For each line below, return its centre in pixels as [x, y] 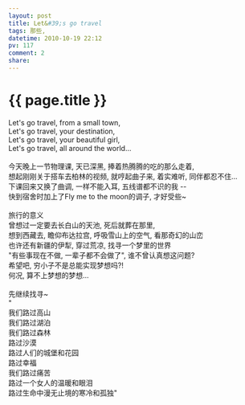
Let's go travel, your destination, [62, 131]
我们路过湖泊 [29, 322]
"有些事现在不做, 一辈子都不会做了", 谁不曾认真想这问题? [102, 255]
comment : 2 [27, 53]
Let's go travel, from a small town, [64, 122]
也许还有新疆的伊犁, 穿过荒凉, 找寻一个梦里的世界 [90, 245]
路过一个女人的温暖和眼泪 [51, 382]
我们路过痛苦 [29, 372]
